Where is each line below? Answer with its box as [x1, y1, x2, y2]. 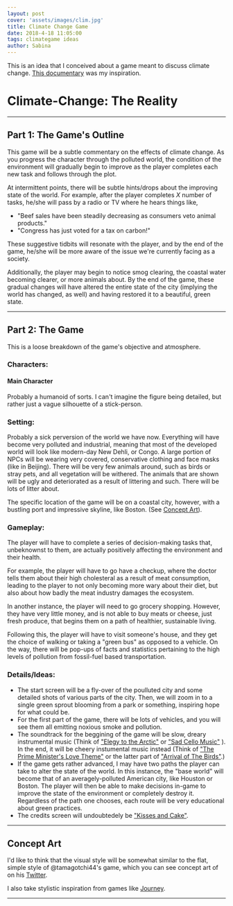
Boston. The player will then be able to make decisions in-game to [17, 782, 207, 790]
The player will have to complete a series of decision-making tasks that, [7, 539, 213, 547]
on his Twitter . [7, 871, 48, 879]
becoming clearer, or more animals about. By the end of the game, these [7, 275, 214, 283]
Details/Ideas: [7, 670, 55, 680]
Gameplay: [7, 522, 45, 532]
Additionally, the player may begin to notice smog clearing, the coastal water [7, 268, 226, 276]
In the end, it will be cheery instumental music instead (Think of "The [17, 744, 214, 753]
